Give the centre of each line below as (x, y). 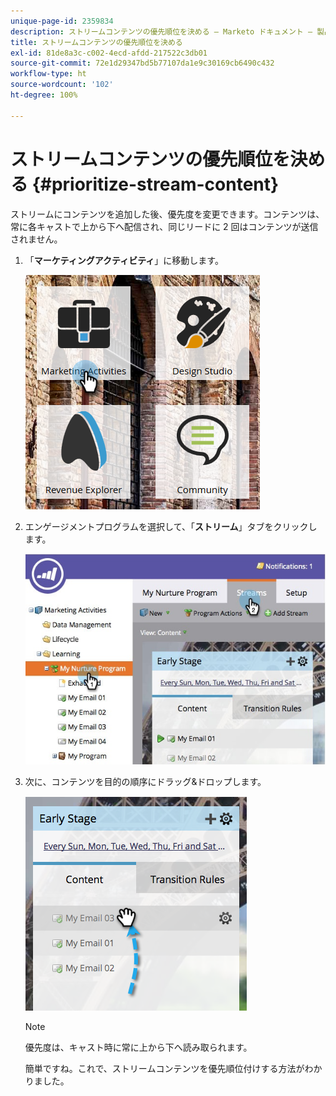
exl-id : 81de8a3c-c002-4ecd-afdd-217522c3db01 (109, 53)
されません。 (36, 239)
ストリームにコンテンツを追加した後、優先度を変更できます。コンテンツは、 (167, 214)
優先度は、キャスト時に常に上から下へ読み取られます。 (138, 1047)
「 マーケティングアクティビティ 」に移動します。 (124, 260)
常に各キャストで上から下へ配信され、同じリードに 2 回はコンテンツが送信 (164, 226)
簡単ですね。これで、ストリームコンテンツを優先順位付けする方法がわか (173, 1069)
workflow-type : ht (48, 74)
